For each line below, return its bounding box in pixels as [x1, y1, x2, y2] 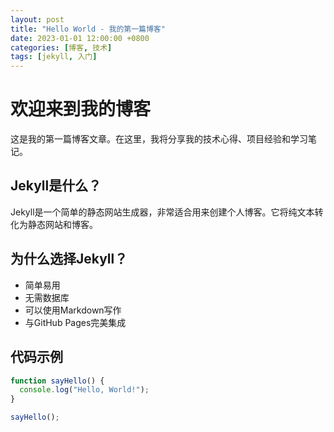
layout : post [10, 14, 65, 25]
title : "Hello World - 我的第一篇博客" [10, 24, 166, 34]
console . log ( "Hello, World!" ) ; [19, 385, 150, 395]
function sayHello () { [10, 376, 105, 386]
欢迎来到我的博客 [10, 98, 152, 121]
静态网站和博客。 [27, 218, 98, 230]
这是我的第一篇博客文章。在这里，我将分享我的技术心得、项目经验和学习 [10, 133, 308, 145]
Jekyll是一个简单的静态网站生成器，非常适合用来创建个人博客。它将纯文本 [10, 206, 315, 218]
